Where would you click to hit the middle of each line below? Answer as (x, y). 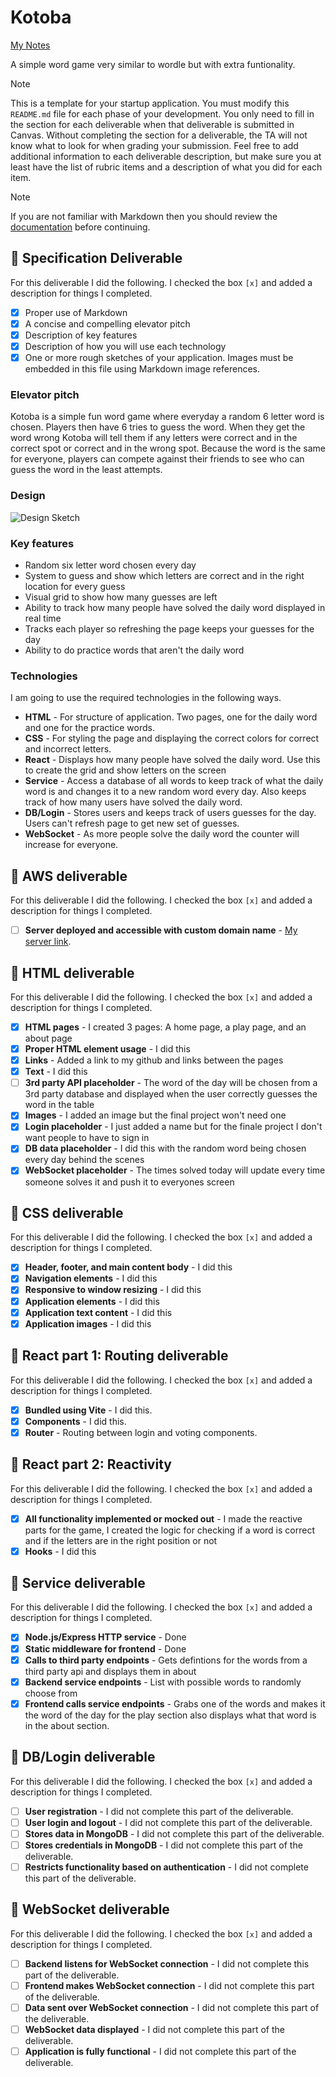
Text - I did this (56, 1072)
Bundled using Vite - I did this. (88, 1410)
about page (48, 1038)
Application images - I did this (88, 1323)
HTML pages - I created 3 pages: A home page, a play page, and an (165, 1027)
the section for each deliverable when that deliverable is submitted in (152, 124)
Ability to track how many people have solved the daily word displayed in (175, 607)
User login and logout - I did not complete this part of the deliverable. (168, 1822)
